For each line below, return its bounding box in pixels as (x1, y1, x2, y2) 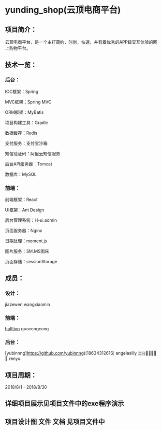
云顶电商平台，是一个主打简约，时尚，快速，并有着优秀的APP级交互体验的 (5, 39, 153, 45)
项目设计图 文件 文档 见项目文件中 (5, 417, 105, 426)
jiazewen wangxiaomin (5, 301, 51, 307)
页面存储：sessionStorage (5, 258, 58, 264)
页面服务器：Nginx (5, 227, 43, 233)
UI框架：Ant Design (5, 207, 44, 213)
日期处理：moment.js (5, 238, 47, 244)
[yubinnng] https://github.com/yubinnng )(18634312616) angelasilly (5, 350, 137, 356)
